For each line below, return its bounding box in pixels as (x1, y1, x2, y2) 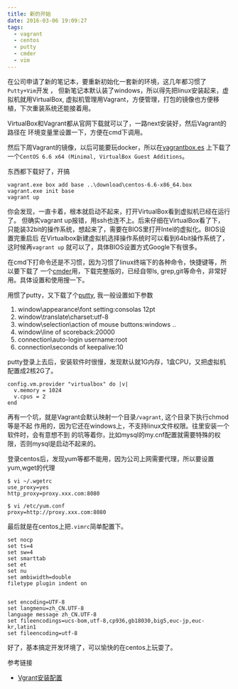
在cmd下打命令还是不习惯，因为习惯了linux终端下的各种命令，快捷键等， (7, 258, 221, 266)
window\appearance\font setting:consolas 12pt (17, 305, 156, 313)
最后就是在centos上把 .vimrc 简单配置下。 (7, 522, 128, 530)
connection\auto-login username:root (17, 335, 128, 344)
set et (7, 561, 27, 568)
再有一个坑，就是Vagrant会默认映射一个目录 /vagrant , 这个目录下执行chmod (7, 412, 229, 421)
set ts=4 (7, 542, 33, 549)
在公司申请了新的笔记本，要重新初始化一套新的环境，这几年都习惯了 (7, 77, 207, 85)
